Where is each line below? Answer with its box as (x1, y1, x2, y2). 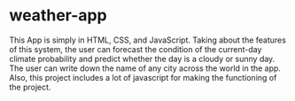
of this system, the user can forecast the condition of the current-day (9, 43, 262, 54)
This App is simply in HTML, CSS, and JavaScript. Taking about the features (9, 35, 286, 45)
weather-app (9, 5, 108, 26)
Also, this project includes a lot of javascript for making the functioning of (9, 72, 277, 82)
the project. (9, 82, 51, 92)
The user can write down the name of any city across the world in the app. (9, 63, 282, 74)
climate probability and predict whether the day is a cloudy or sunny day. (9, 53, 276, 64)
